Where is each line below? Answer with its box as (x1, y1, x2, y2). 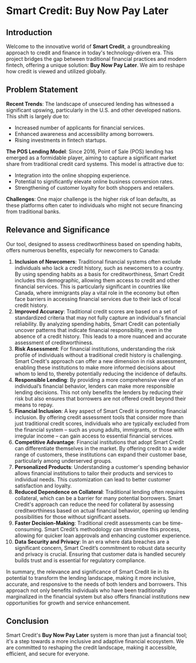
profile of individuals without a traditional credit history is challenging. (14, 351, 183, 358)
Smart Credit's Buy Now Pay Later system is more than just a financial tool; (6, 631, 187, 639)
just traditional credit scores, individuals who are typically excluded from (14, 420, 190, 427)
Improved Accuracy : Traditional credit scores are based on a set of (14, 307, 177, 315)
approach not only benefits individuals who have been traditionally (6, 587, 167, 594)
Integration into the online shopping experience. (14, 172, 130, 179)
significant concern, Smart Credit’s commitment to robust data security (14, 544, 186, 551)
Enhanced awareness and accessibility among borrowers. (14, 130, 154, 137)
